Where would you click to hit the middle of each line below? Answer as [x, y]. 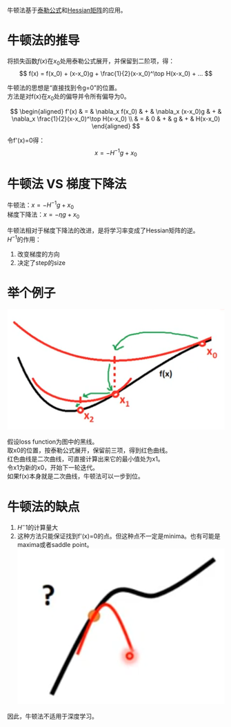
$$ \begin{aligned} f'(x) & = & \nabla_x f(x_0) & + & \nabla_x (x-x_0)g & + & [116, 111]
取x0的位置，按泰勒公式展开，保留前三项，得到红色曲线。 [89, 450]
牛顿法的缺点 [44, 507]
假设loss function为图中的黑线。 [53, 442]
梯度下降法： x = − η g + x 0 [43, 216]
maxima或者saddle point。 [55, 544]
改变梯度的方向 [38, 254]
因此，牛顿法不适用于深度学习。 [52, 717]
